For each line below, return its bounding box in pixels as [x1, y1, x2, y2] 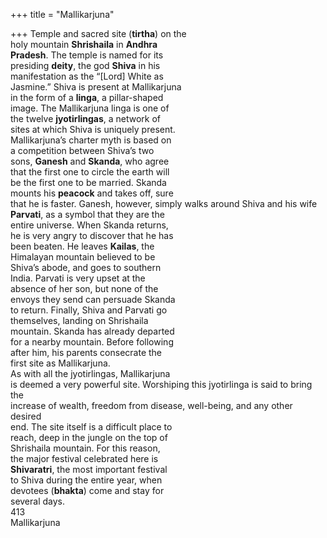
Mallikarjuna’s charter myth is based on [10, 134, 172, 146]
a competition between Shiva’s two [10, 145, 155, 156]
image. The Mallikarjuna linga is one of [10, 102, 170, 114]
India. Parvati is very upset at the [10, 272, 146, 284]
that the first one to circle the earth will [10, 166, 170, 178]
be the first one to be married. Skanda [10, 177, 167, 188]
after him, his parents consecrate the [10, 347, 162, 358]
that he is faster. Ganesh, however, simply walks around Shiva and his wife [10, 198, 318, 209]
